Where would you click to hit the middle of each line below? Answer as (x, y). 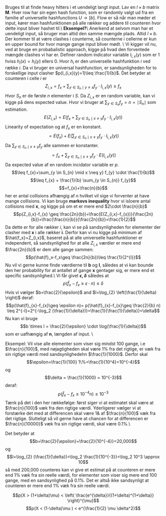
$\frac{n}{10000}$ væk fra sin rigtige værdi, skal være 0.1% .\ (68, 424)
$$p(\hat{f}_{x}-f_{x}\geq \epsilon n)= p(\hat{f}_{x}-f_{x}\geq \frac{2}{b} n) (83, 305)
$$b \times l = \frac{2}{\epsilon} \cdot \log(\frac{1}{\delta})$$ (83, 326)
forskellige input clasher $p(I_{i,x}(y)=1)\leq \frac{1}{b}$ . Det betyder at (78, 73)
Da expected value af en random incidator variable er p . (62, 165)
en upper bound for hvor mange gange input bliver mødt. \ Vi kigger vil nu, (81, 44)
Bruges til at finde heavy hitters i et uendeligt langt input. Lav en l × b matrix (82, 7)
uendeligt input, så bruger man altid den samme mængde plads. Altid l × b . (81, 34)
